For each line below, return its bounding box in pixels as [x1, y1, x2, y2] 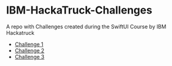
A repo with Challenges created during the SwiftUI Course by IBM [6, 23, 167, 30]
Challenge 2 [14, 47, 44, 54]
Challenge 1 [14, 41, 43, 48]
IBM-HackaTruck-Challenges [6, 4, 152, 17]
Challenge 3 [14, 53, 44, 60]
